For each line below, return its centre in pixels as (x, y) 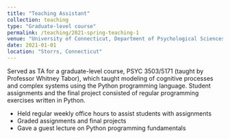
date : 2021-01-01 (32, 45)
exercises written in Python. (46, 100)
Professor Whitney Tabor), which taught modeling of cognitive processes (110, 78)
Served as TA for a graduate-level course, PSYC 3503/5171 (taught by (105, 71)
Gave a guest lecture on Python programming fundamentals (101, 128)
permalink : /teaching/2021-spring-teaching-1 (73, 33)
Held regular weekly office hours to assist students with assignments (114, 113)
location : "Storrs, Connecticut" (55, 52)
